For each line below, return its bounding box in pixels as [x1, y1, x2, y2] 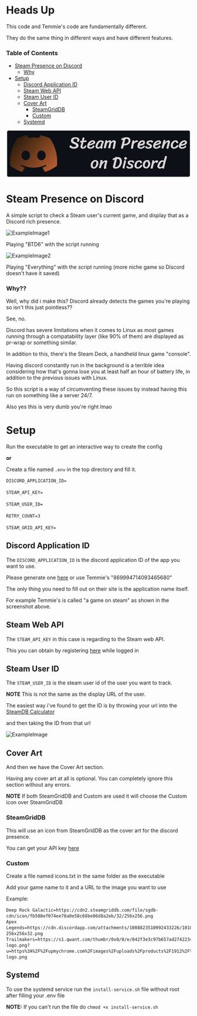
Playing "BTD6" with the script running [6, 241, 100, 248]
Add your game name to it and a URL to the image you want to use [6, 883, 167, 890]
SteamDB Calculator [6, 708, 55, 716]
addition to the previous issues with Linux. [6, 374, 108, 381]
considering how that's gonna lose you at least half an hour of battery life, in [6, 368, 191, 375]
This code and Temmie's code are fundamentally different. [6, 23, 148, 30]
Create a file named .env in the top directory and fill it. [6, 466, 137, 473]
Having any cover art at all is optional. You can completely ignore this [6, 775, 173, 782]
